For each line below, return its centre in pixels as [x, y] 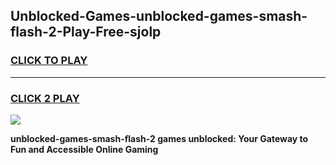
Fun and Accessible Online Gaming [84, 149]
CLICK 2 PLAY [45, 98]
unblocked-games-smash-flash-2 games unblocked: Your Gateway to [159, 138]
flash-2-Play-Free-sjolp [86, 32]
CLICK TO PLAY [49, 61]
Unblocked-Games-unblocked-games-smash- [159, 16]
